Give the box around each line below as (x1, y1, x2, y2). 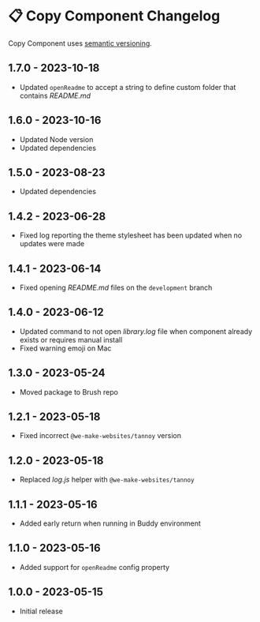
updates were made (19, 239, 85, 249)
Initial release (19, 606, 63, 616)
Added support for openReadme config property (19, 562, 170, 571)
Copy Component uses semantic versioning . (8, 38, 152, 48)
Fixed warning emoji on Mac (19, 343, 112, 353)
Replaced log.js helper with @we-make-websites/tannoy (19, 475, 195, 485)
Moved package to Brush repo (19, 387, 118, 396)
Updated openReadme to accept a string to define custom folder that (19, 82, 236, 92)
